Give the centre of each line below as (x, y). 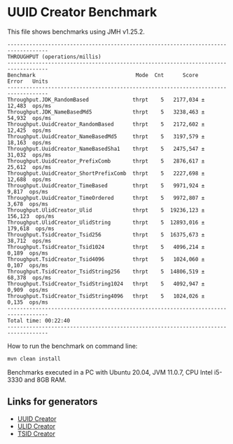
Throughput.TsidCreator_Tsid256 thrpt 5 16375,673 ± (106, 235)
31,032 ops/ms (29, 155)
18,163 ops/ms (29, 142)
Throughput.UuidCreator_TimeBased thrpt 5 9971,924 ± (106, 186)
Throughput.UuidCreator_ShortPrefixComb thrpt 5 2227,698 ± (106, 173)
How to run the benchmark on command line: (72, 346)
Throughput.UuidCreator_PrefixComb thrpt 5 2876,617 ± (106, 161)
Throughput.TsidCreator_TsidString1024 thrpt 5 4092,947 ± (106, 284)
